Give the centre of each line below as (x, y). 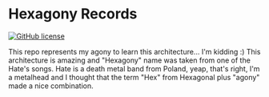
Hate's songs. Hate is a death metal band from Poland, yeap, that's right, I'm (134, 68)
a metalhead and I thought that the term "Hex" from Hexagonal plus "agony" (134, 77)
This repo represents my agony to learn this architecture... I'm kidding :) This (134, 51)
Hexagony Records (73, 14)
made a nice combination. (51, 86)
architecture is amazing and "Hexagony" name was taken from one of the (129, 60)
